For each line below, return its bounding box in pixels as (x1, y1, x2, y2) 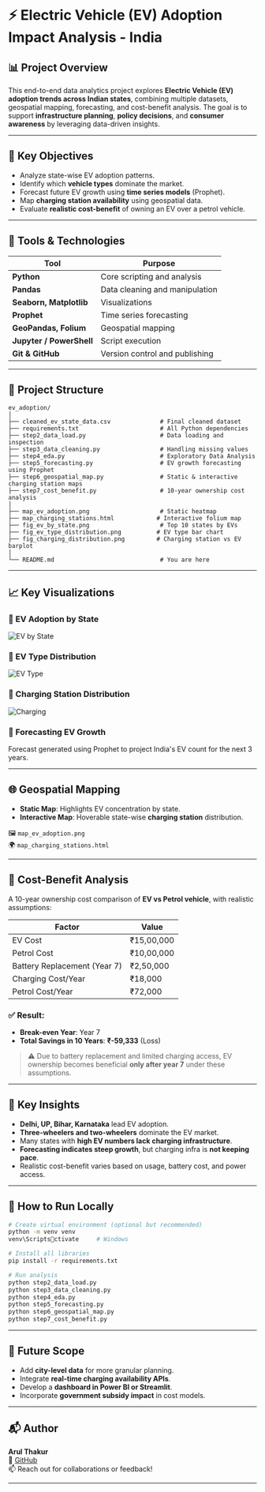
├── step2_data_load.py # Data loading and (8, 432, 224, 440)
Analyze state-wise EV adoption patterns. (19, 171, 155, 180)
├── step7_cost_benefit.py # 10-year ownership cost (8, 487, 245, 495)
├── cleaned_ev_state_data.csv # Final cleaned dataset (8, 418, 242, 426)
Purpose (143, 257, 176, 268)
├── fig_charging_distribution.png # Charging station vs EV (8, 535, 242, 543)
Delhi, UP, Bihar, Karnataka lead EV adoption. (19, 1119, 170, 1129)
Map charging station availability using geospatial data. (19, 195, 203, 205)
